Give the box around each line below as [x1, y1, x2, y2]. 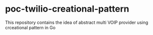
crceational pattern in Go [5, 24, 56, 30]
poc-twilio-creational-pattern [5, 3, 129, 15]
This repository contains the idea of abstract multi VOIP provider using [5, 19, 149, 25]
